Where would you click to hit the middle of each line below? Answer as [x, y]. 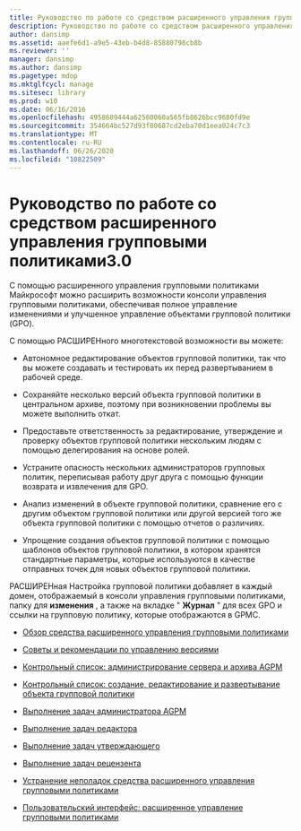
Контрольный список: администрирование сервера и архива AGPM [152, 667]
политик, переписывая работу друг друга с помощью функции [142, 477]
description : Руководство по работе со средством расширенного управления [152, 26]
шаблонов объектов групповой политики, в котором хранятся [142, 550]
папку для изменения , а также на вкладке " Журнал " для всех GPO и [146, 605]
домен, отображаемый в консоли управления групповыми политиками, [148, 596]
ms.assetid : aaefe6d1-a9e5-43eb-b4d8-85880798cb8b [106, 43]
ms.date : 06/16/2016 [48, 109]
